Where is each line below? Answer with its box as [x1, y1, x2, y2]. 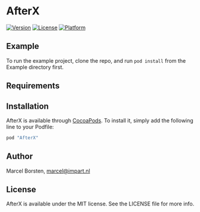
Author [6, 151, 33, 162]
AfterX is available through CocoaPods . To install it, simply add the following [6, 116, 194, 124]
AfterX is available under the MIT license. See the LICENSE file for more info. [6, 200, 195, 207]
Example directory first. [6, 63, 64, 70]
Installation [6, 101, 49, 111]
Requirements [6, 81, 60, 91]
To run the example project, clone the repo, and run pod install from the [6, 57, 186, 64]
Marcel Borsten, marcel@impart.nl [6, 167, 91, 174]
